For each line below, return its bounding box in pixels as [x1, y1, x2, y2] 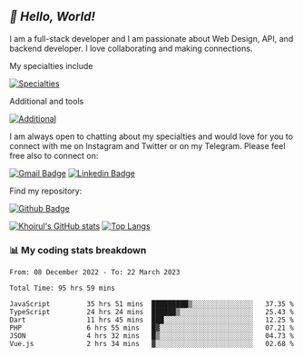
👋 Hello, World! [9, 9, 95, 25]
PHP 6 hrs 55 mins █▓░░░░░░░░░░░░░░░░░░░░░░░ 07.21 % [9, 323, 295, 332]
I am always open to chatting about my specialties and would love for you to [9, 131, 293, 142]
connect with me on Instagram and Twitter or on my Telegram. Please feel [9, 140, 286, 151]
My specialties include [9, 60, 93, 71]
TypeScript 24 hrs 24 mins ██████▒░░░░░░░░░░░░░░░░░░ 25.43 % [9, 308, 295, 317]
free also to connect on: [9, 150, 99, 161]
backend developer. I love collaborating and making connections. [9, 43, 253, 54]
